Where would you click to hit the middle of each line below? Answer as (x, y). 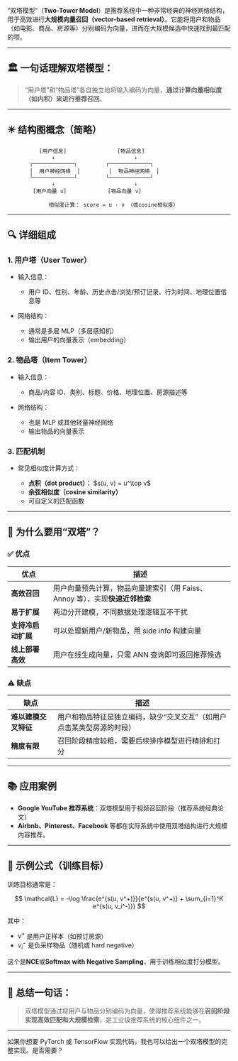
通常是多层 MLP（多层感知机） (73, 331)
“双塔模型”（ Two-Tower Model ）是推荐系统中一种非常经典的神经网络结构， (118, 10)
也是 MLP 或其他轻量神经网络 (70, 422)
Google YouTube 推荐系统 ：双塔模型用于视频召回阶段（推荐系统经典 (118, 807)
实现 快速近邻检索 (122, 599)
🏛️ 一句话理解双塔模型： (60, 69)
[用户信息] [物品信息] (92, 151)
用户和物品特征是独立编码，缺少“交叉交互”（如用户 (142, 717)
